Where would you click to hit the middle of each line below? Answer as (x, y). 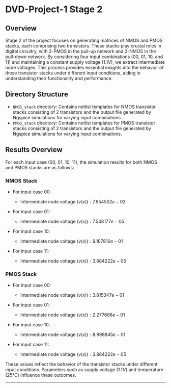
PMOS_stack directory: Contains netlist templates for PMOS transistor (84, 123)
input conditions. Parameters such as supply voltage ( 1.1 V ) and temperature (84, 370)
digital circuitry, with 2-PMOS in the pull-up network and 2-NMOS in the (81, 51)
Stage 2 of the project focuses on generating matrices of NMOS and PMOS (84, 40)
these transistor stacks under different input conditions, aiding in (73, 73)
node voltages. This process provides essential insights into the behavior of (84, 68)
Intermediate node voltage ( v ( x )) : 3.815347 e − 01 (72, 295)
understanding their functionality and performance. (59, 78)
